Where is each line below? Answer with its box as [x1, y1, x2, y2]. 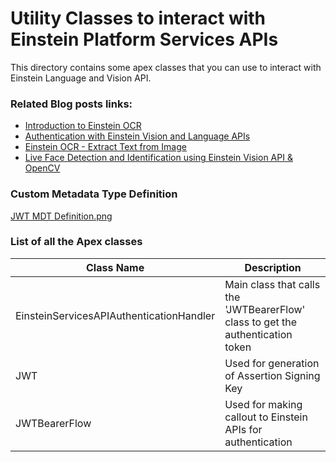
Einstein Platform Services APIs [10, 28, 279, 51]
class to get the [224, 315, 298, 329]
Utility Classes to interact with [10, 7, 267, 30]
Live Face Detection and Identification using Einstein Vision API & [24, 152, 293, 164]
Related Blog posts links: [10, 97, 133, 111]
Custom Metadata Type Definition [10, 187, 178, 201]
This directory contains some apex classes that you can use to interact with [10, 61, 322, 73]
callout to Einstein [224, 410, 308, 424]
